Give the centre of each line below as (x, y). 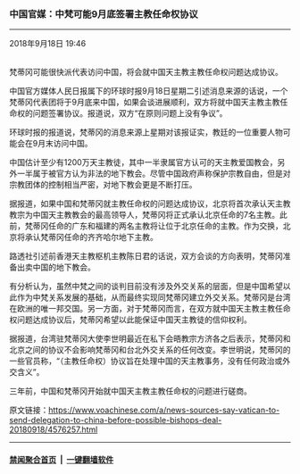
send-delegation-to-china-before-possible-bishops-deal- (116, 420)
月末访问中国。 (65, 144)
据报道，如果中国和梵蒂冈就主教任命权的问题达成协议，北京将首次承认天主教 (150, 204)
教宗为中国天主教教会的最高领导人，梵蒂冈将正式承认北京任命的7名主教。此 (148, 215)
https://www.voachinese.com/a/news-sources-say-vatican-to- (164, 410)
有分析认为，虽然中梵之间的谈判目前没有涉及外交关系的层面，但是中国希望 (146, 287)
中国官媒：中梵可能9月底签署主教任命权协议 (104, 13)
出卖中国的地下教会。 (56, 267)
